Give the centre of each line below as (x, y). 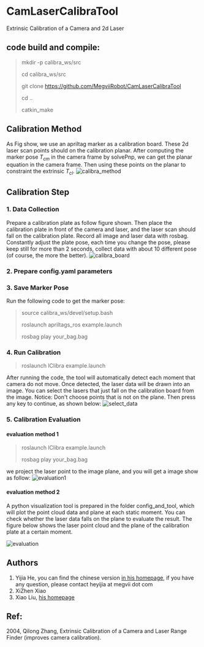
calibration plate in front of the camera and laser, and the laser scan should (101, 229)
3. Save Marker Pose (38, 287)
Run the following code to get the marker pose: (66, 301)
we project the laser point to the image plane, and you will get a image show (102, 471)
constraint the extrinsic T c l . (40, 172)
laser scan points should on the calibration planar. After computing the (95, 150)
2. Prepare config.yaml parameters (59, 271)
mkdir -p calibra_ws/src (51, 62)
